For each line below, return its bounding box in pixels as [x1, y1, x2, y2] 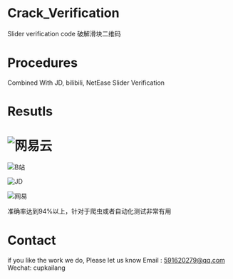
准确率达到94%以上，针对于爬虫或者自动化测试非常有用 [7, 207, 172, 215]
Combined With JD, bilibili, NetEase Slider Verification [7, 78, 165, 87]
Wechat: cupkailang [7, 263, 66, 272]
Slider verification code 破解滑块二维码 [7, 29, 121, 38]
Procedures [7, 55, 78, 71]
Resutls [7, 103, 53, 120]
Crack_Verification [7, 5, 120, 21]
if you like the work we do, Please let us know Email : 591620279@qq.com [7, 256, 226, 264]
